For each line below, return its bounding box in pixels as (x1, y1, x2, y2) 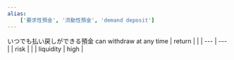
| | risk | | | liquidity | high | (7, 45, 84, 53)
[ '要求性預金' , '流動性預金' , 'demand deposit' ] (20, 17, 155, 24)
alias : (7, 10, 27, 17)
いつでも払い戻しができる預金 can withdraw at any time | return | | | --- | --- (7, 36, 228, 45)
